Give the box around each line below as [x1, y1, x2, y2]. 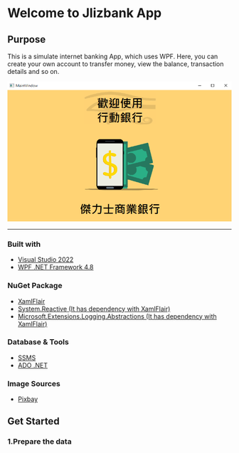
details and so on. [7, 68, 60, 75]
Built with [7, 239, 41, 249]
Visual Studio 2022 [17, 255, 74, 264]
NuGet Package [7, 281, 63, 291]
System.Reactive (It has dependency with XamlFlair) [17, 304, 171, 313]
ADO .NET [17, 361, 48, 369]
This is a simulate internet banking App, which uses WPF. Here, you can [7, 52, 218, 60]
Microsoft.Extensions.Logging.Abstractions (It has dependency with [17, 311, 217, 321]
